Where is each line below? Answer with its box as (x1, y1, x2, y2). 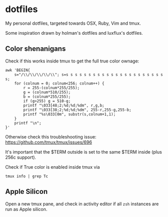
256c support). (5, 154, 36, 160)
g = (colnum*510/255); (23, 90, 71, 95)
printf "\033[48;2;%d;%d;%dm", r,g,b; (23, 103, 105, 108)
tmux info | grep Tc (5, 174, 49, 179)
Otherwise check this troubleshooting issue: (5, 133, 97, 139)
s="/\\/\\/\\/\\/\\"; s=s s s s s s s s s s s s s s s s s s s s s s (14, 72, 163, 77)
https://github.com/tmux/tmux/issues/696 (5, 139, 92, 145)
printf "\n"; (14, 120, 42, 125)
